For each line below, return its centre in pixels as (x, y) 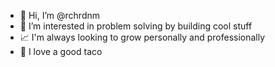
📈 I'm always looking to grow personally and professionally (142, 37)
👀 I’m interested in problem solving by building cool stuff (136, 26)
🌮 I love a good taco (61, 51)
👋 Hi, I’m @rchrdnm (59, 15)
